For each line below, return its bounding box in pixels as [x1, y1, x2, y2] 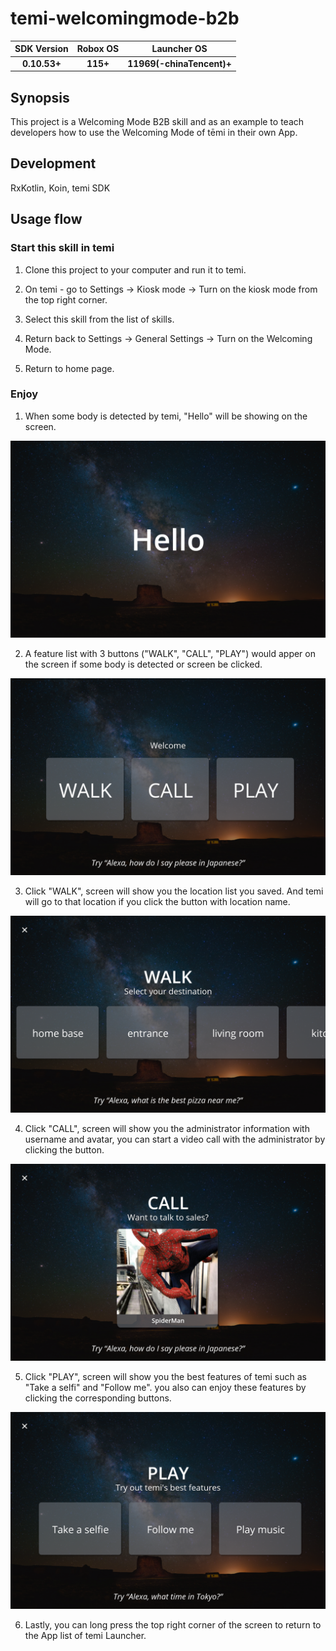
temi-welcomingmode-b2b [10, 7, 240, 30]
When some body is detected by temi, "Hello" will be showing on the [24, 410, 308, 422]
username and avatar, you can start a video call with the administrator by [24, 1133, 326, 1145]
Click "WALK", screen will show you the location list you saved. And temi [24, 885, 324, 897]
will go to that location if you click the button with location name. [24, 895, 291, 907]
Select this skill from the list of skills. [24, 313, 175, 325]
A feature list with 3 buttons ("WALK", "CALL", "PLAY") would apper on [24, 647, 316, 659]
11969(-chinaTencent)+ [127, 57, 232, 69]
